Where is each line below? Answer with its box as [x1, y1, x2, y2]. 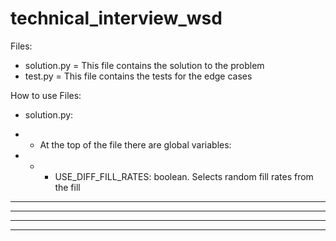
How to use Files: [10, 89, 82, 101]
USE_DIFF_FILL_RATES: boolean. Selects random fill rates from [54, 170, 314, 182]
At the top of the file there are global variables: [39, 138, 232, 151]
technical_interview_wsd [10, 7, 223, 30]
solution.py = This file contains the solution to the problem [24, 59, 265, 71]
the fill [54, 181, 81, 193]
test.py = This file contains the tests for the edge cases [24, 70, 253, 82]
